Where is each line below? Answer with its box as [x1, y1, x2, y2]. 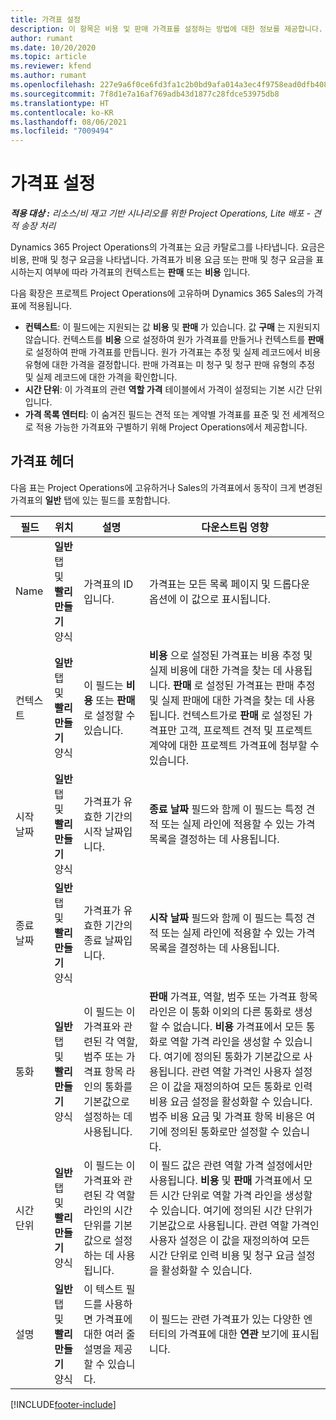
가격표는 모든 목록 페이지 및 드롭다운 [148, 577, 310, 591]
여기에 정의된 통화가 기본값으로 [163, 1049, 302, 1063]
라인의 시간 [83, 1203, 133, 1217]
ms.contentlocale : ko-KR [10, 107, 114, 118]
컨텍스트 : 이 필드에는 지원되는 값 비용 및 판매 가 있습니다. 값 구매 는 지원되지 [24, 321, 321, 333]
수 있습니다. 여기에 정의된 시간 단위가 [148, 1203, 313, 1217]
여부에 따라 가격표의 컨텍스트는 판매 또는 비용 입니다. [44, 266, 251, 278]
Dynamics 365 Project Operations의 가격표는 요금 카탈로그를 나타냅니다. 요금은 [10, 241, 326, 253]
